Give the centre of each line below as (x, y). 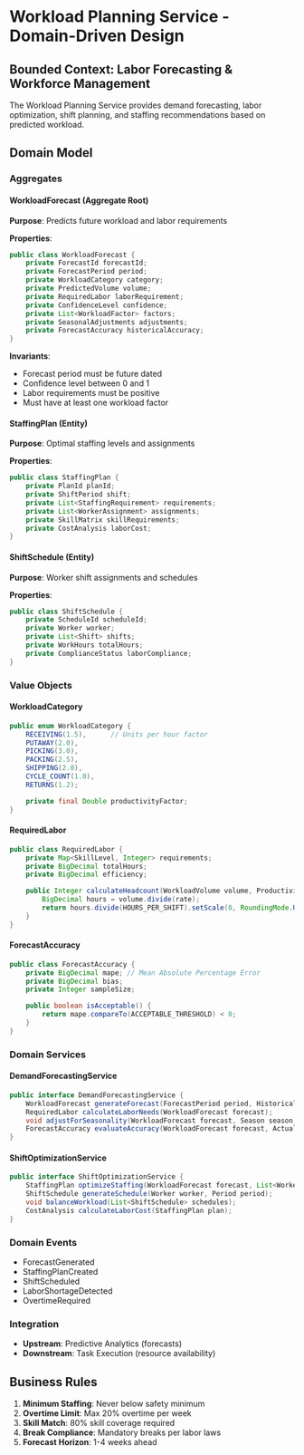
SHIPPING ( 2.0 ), (54, 768)
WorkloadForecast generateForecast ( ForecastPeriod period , (139, 1103)
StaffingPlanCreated (60, 1271)
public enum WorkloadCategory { (70, 726)
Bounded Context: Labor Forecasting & (121, 69)
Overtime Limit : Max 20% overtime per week (107, 1413)
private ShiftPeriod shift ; (78, 495)
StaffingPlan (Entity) (49, 423)
